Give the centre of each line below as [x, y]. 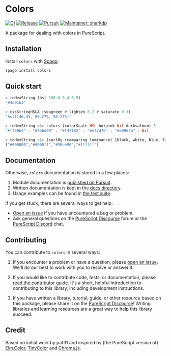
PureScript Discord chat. [38, 224]
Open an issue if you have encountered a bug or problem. [73, 213]
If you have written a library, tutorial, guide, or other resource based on [87, 298]
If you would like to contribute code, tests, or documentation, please [84, 278]
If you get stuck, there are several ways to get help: [59, 203]
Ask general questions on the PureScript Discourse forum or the [80, 218]
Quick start [23, 86]
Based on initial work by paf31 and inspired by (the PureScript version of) [82, 342]
